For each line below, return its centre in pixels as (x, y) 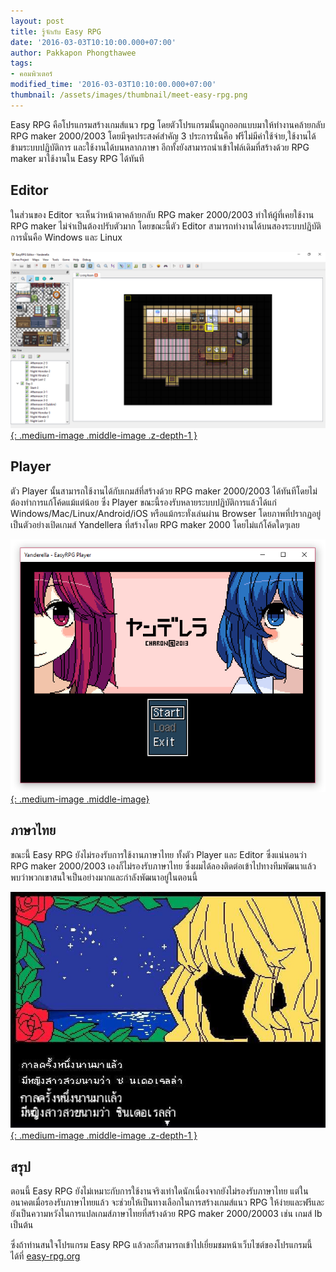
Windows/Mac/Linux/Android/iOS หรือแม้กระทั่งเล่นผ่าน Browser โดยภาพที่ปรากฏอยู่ (166, 513)
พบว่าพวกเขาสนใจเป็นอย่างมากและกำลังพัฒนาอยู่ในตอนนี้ (104, 877)
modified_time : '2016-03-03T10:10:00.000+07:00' (113, 85)
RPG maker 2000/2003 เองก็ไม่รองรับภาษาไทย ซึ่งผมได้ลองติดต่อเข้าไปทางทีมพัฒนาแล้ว (163, 866)
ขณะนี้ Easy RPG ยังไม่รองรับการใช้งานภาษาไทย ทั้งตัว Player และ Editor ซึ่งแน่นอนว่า (158, 854)
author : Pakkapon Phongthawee (73, 53)
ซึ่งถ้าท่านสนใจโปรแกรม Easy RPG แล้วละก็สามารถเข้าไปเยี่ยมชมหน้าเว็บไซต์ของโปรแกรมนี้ (161, 1245)
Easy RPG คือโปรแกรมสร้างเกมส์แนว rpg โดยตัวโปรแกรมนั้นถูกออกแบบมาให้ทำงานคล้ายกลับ (168, 124)
